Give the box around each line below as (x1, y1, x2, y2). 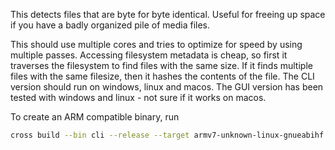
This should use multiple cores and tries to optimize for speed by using (10, 39, 303, 50)
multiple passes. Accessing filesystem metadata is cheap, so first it (10, 49, 288, 61)
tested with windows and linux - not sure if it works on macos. (10, 92, 267, 103)
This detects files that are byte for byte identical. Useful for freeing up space (10, 9, 326, 20)
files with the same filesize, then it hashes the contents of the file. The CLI (10, 70, 315, 82)
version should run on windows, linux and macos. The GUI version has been (10, 81, 324, 93)
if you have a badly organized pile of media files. (10, 19, 210, 31)
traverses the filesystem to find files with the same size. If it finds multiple (10, 60, 313, 71)
